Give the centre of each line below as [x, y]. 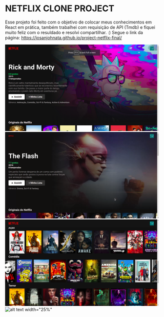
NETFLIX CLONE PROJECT [60, 9]
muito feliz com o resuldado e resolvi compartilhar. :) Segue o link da [74, 32]
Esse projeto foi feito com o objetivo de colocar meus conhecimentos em [79, 22]
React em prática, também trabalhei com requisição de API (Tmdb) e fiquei [80, 27]
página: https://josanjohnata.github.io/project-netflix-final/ [63, 38]
